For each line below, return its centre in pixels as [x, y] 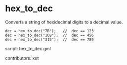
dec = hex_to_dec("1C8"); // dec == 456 [49, 35]
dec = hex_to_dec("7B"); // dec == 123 [49, 31]
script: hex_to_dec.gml [28, 48]
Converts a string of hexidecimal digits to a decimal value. [64, 22]
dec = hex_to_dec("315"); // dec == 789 [49, 40]
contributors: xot [22, 58]
